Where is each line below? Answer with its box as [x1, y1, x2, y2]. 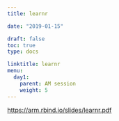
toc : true [7, 42, 36, 49]
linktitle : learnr [7, 60, 61, 68]
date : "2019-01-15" [7, 22, 64, 30]
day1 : [13, 74, 30, 81]
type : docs [7, 48, 39, 56]
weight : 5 [19, 86, 49, 94]
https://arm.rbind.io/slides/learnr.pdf [7, 106, 112, 114]
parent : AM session [19, 80, 77, 87]
